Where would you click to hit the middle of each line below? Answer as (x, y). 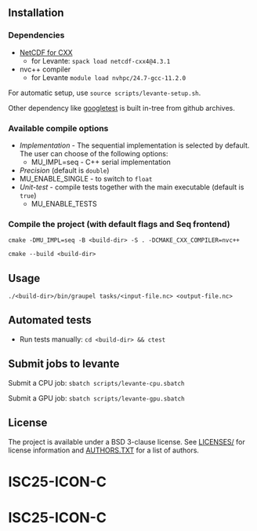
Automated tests (50, 320)
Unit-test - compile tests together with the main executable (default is (132, 187)
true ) (28, 195)
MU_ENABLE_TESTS (64, 203)
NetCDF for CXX (46, 52)
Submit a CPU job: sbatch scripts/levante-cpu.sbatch (96, 383)
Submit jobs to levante (64, 364)
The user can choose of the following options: (94, 153)
